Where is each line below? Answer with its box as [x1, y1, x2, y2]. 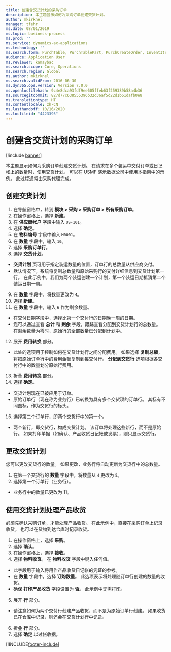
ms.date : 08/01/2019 [6, 26, 50, 32]
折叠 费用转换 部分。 [13, 372, 56, 379]
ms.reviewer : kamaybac [6, 60, 54, 65]
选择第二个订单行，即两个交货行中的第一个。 [13, 413, 107, 420]
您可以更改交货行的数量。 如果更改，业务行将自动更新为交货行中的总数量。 [6, 461, 163, 467]
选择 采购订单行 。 [13, 244, 50, 250]
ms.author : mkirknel [6, 74, 50, 79]
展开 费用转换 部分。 [13, 338, 56, 344]
